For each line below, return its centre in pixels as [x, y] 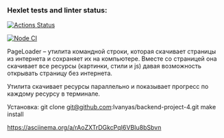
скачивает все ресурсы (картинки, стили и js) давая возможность [104, 66]
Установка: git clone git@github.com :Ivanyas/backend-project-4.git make [112, 107]
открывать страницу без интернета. [60, 73]
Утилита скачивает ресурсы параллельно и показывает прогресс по [108, 87]
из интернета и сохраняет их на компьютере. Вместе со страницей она [112, 59]
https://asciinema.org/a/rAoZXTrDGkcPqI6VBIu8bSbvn [84, 128]
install [15, 114]
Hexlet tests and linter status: [57, 10]
